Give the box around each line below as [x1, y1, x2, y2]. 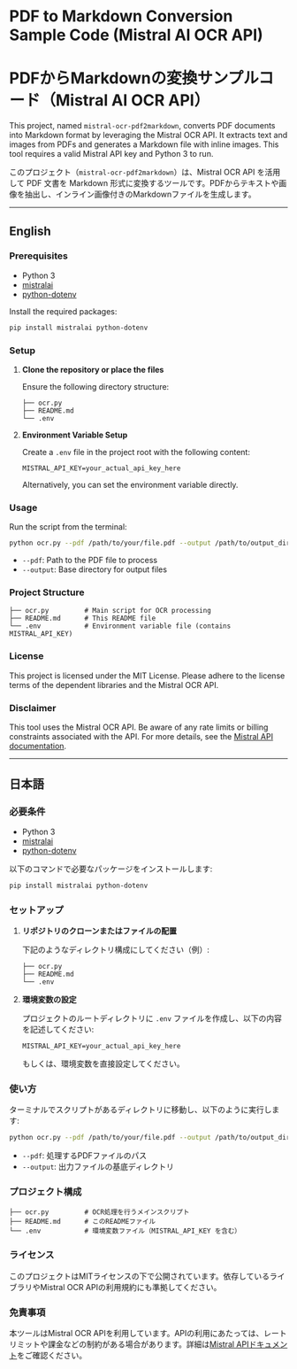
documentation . [9, 741, 67, 752]
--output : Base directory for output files [21, 564, 168, 575]
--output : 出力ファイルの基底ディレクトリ [21, 1162, 175, 1172]
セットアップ [9, 903, 65, 916]
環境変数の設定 [21, 994, 77, 1004]
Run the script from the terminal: [9, 522, 127, 532]
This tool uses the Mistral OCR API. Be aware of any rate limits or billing [9, 722, 269, 732]
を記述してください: [21, 1024, 95, 1034]
